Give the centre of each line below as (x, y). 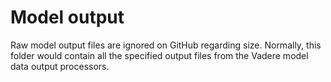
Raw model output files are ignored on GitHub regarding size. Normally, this (166, 45)
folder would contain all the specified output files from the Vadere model (159, 55)
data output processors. (60, 66)
